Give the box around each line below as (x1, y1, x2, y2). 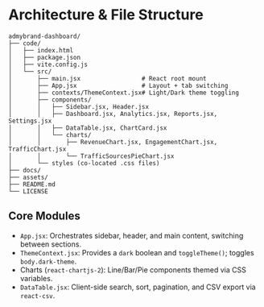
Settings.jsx (8, 117, 52, 125)
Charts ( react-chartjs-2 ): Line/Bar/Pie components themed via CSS (19, 264, 247, 275)
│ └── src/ (8, 67, 52, 76)
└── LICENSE (8, 187, 48, 195)
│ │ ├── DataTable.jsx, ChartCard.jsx (8, 123, 167, 132)
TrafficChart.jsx (8, 145, 67, 153)
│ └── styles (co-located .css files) (8, 159, 160, 167)
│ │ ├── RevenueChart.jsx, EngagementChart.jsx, (8, 138, 218, 146)
